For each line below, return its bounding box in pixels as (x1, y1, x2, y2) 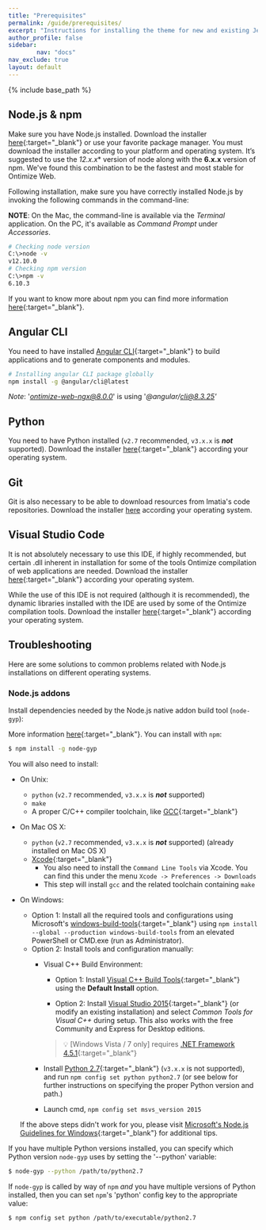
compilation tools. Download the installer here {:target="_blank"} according (8, 606, 252, 616)
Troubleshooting (8, 638, 93, 652)
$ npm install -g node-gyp (8, 744, 97, 752)
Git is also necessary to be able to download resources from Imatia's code (8, 497, 251, 506)
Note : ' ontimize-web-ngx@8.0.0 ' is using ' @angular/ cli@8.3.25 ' (8, 392, 217, 402)
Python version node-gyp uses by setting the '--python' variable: (8, 1151, 217, 1161)
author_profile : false (8, 33, 83, 42)
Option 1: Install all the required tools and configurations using (31, 910, 234, 920)
